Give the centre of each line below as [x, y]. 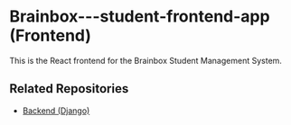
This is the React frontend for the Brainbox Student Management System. [146, 60]
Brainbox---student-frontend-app [140, 17]
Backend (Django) [56, 111]
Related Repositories [69, 89]
